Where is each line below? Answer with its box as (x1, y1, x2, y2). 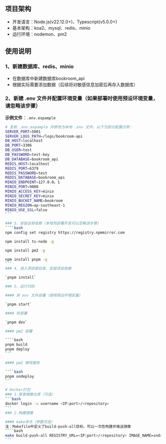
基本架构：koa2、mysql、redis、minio (12, 25, 90, 31)
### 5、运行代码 (5, 284, 35, 289)
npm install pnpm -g (5, 257, 48, 262)
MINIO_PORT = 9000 (5, 185, 39, 190)
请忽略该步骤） (5, 102, 41, 109)
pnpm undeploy (5, 374, 35, 379)
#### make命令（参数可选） (5, 419, 55, 424)
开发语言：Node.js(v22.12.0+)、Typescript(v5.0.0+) (12, 19, 118, 25)
